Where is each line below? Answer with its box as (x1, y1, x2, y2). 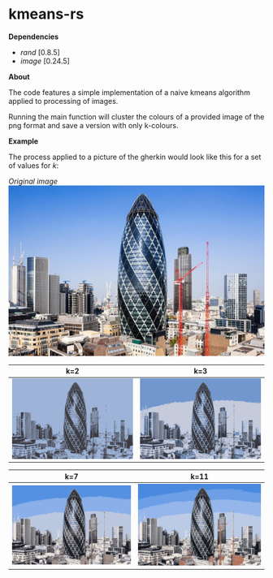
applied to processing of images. (8, 96, 119, 106)
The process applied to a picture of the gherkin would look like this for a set (8, 152, 262, 162)
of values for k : (8, 160, 59, 170)
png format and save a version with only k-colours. (8, 120, 179, 130)
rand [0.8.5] (19, 47, 61, 57)
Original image (8, 176, 58, 186)
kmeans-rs (8, 5, 84, 24)
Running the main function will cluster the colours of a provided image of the (8, 111, 265, 122)
